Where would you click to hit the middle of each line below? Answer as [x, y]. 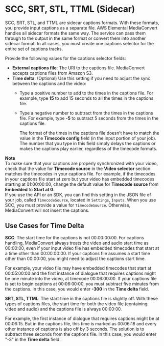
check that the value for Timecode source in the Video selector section [78, 169]
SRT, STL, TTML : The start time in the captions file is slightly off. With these [82, 298]
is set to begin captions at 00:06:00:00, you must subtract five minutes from [82, 284]
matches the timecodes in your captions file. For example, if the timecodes [80, 173]
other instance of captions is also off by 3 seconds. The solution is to [75, 329]
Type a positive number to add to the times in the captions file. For [86, 93]
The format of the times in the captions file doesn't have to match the [89, 133]
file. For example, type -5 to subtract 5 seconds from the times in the [89, 118]
